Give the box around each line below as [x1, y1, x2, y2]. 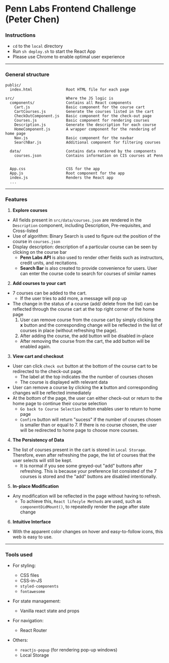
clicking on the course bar [12, 249, 67, 255]
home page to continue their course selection [12, 401, 107, 407]
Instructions [5, 32, 36, 39]
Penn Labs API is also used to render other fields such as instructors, [20, 255, 164, 261]
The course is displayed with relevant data [20, 379, 108, 385]
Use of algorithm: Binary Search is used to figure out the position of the [12, 233, 161, 239]
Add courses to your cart [12, 280, 66, 286]
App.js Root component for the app [10, 171, 125, 176]
